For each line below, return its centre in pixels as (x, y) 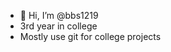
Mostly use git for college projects (90, 36)
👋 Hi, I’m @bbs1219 (59, 15)
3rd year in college (58, 26)
